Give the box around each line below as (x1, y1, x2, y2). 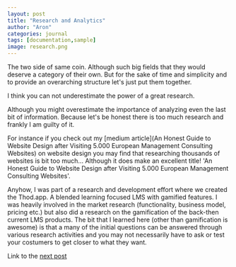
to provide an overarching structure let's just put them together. (7, 78, 192, 86)
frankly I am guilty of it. (7, 120, 75, 128)
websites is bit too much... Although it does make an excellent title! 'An (7, 157, 213, 165)
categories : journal (7, 30, 69, 38)
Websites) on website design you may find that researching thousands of (7, 149, 220, 157)
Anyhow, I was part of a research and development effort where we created (7, 186, 228, 193)
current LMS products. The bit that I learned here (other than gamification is (7, 215, 228, 224)
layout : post (7, 10, 46, 18)
